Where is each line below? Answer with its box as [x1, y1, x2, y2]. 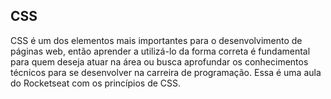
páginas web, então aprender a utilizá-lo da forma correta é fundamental [10, 45, 311, 57]
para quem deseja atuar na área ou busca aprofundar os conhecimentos [10, 55, 309, 68]
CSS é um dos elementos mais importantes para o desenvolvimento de [10, 34, 303, 46]
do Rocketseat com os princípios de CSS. [10, 77, 182, 89]
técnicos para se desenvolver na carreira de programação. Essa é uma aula [10, 66, 322, 78]
